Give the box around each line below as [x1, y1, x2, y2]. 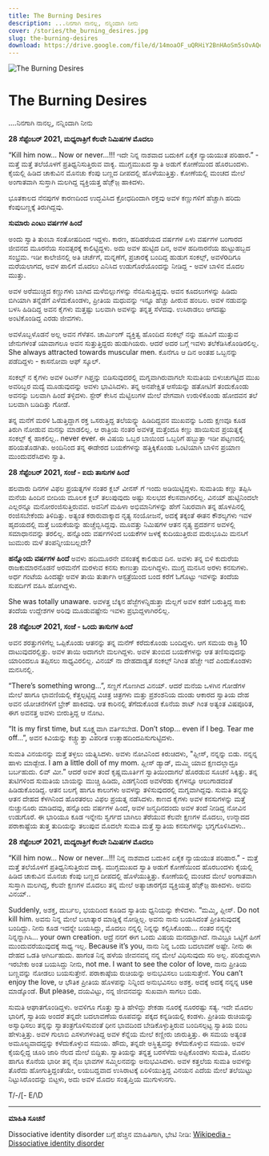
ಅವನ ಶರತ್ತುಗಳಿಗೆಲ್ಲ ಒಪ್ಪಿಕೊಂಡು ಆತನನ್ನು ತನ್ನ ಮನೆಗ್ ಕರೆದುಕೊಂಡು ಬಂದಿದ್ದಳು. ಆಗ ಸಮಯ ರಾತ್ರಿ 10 [8, 638, 248, 647]
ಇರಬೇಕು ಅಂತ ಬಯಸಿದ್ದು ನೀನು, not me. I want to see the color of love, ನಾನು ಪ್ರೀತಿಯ [8, 959, 247, 969]
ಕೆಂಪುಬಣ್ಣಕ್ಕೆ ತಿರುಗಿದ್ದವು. [8, 202, 64, 212]
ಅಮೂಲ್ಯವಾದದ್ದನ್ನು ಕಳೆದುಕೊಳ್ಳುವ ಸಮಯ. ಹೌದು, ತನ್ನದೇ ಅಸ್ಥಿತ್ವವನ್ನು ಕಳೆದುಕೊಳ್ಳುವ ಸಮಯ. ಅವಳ [8, 1038, 246, 1048]
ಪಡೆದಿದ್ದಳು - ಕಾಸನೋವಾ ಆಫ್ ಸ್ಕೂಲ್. [8, 356, 102, 366]
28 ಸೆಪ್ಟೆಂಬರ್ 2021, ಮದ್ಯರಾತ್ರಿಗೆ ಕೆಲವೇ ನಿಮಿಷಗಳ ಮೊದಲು [8, 837, 154, 847]
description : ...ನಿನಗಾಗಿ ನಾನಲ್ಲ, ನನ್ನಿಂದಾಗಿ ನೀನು [8, 19, 139, 27]
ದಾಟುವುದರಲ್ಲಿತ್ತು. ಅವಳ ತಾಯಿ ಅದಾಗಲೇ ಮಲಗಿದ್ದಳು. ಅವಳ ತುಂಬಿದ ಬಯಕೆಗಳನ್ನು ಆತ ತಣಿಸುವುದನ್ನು [8, 646, 247, 657]
